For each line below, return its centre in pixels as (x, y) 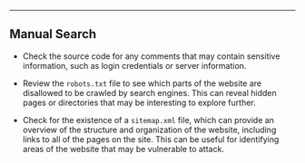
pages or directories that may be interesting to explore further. (139, 102)
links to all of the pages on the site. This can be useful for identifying (151, 139)
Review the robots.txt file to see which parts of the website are (142, 83)
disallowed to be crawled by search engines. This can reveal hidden (149, 92)
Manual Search (53, 34)
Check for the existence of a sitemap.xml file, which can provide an (148, 120)
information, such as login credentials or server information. (134, 65)
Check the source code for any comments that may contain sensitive (151, 56)
